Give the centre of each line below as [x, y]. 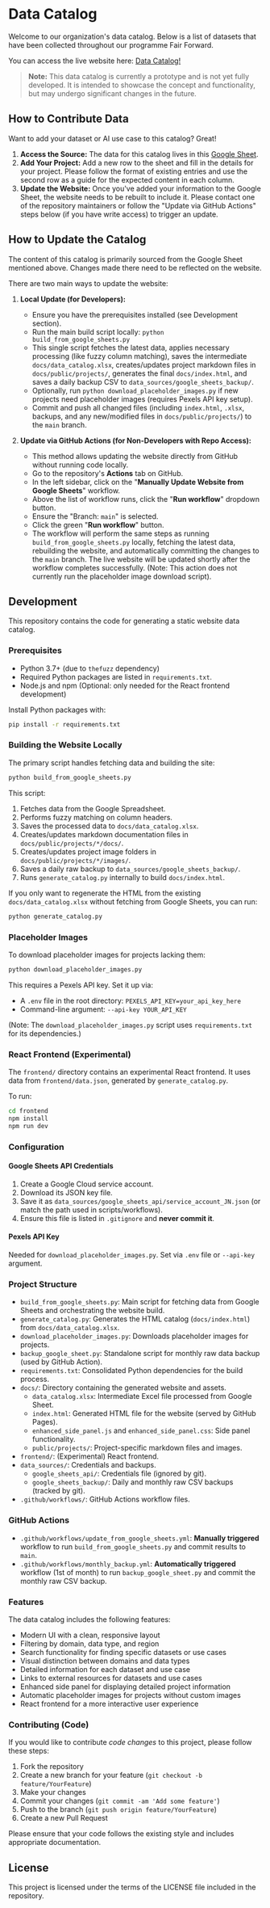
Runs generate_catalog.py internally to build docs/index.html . [123, 877]
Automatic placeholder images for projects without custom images [131, 1695]
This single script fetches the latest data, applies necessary [131, 347]
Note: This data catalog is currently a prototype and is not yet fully [139, 76]
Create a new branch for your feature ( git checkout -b [111, 1775]
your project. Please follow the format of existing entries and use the [134, 171]
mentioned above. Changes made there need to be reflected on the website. [135, 267]
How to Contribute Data [69, 119]
